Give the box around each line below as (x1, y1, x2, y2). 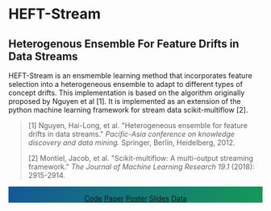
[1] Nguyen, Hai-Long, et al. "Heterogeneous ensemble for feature (27, 121, 248, 130)
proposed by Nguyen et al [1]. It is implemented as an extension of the (8, 97, 241, 105)
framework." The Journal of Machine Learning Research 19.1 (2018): (27, 162, 256, 172)
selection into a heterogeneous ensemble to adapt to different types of (8, 80, 244, 89)
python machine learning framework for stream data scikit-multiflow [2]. (8, 105, 248, 114)
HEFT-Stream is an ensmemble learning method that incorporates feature (8, 71, 252, 81)
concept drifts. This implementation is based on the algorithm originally (8, 88, 245, 97)
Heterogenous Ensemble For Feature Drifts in (8, 37, 240, 51)
